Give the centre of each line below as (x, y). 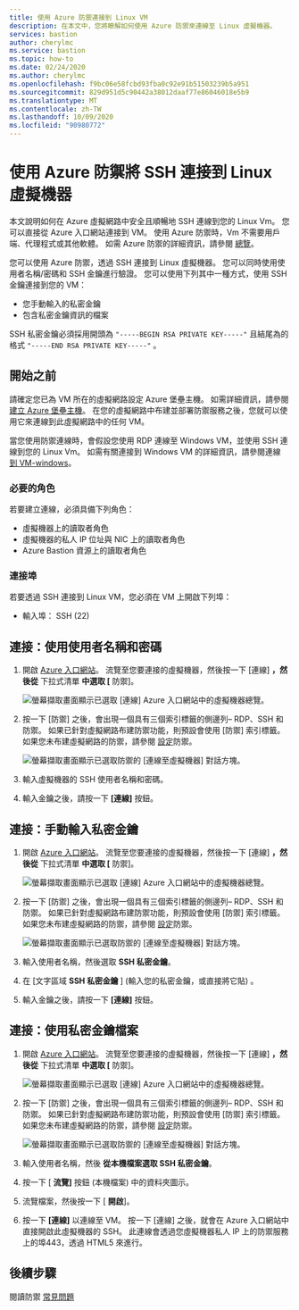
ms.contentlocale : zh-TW (55, 109)
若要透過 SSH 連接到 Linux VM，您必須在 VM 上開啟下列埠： (120, 597)
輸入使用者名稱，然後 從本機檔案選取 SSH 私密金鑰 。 (119, 1163)
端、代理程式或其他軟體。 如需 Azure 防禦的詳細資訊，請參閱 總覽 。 (134, 243)
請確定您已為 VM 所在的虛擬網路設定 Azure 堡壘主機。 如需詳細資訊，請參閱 (149, 399)
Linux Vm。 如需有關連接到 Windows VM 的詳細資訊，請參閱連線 (162, 451)
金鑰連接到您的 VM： (48, 284)
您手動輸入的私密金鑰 (61, 304)
